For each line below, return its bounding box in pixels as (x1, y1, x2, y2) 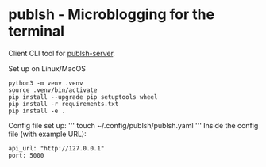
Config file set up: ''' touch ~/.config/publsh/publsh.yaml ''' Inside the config (8, 120, 259, 130)
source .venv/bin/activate (8, 85, 98, 94)
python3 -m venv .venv (8, 79, 83, 87)
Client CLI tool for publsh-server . (8, 48, 115, 58)
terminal (8, 22, 65, 40)
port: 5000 (8, 151, 44, 159)
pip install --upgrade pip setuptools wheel (8, 93, 158, 101)
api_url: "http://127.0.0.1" (8, 144, 105, 152)
